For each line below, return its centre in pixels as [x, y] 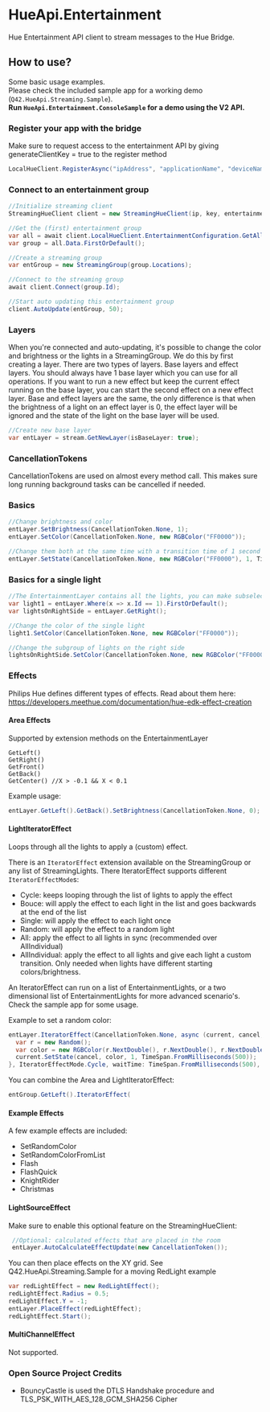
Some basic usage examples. [57, 81]
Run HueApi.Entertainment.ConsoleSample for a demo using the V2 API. [127, 107]
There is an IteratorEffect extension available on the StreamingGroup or [130, 862]
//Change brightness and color [61, 522]
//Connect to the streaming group [66, 280]
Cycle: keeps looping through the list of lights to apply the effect [126, 895]
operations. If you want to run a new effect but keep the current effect [124, 382]
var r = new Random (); [53, 1042]
